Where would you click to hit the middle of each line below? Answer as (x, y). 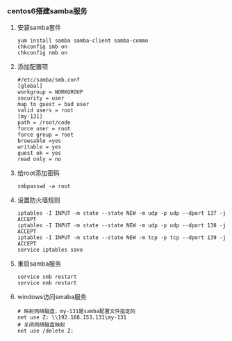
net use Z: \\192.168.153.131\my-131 (72, 318)
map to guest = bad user (53, 105)
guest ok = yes (39, 153)
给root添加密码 (39, 173)
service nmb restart (47, 283)
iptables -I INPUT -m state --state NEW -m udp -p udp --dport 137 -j (122, 213)
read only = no (39, 159)
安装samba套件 (39, 28)
